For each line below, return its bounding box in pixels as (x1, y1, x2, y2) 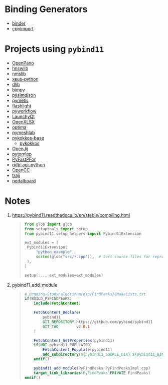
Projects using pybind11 (5, 43, 104, 55)
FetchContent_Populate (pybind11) (42, 347, 112, 352)
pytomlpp (12, 151, 32, 157)
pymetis (12, 97, 29, 103)
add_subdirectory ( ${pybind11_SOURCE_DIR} (42, 352, 131, 357)
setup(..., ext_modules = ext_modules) (24, 273, 104, 278)
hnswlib (12, 65, 29, 71)
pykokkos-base (12, 135, 45, 141)
